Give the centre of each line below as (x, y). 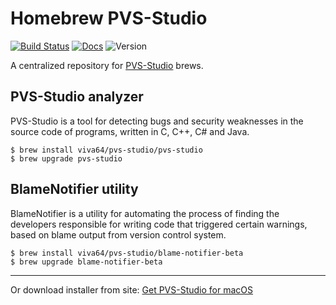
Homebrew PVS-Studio (109, 18)
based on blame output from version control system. (118, 234)
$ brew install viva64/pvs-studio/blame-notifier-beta (127, 253)
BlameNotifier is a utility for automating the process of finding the (145, 213)
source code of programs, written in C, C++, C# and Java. (130, 131)
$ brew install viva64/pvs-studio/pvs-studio (106, 150)
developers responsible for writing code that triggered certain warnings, (159, 224)
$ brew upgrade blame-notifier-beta (86, 262)
